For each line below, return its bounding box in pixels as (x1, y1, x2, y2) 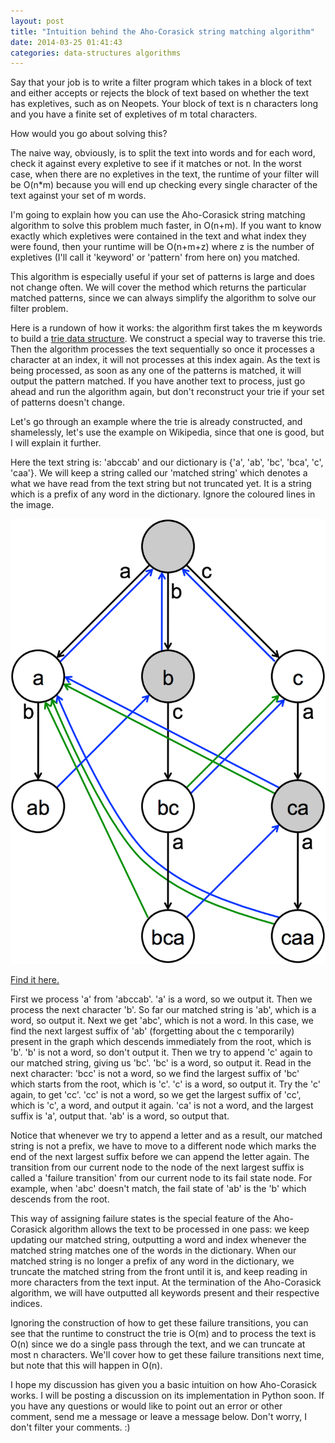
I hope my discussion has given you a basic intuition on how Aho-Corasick (10, 1379, 317, 1391)
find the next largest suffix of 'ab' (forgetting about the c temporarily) (10, 1025, 295, 1037)
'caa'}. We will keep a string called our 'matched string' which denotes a (10, 467, 308, 479)
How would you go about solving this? (10, 128, 168, 140)
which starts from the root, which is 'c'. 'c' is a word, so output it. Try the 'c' (10, 1078, 321, 1090)
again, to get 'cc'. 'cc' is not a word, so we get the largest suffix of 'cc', (10, 1089, 302, 1101)
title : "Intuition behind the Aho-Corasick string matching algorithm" (10, 26, 315, 37)
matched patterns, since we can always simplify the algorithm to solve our (10, 292, 317, 304)
